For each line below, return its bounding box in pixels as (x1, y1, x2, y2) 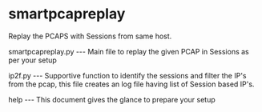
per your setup (8, 55, 58, 65)
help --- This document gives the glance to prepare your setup (8, 94, 216, 104)
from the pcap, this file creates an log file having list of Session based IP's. (8, 79, 255, 89)
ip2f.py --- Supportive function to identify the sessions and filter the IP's (8, 70, 247, 80)
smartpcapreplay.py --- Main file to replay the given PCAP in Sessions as (8, 46, 250, 56)
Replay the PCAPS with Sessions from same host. (8, 31, 172, 41)
